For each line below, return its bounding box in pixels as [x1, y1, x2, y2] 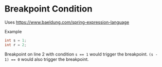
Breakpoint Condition [4, 3, 93, 14]
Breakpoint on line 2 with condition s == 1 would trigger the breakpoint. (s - [4, 51, 158, 57]
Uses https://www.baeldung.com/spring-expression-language [4, 19, 129, 25]
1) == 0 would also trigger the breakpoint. [4, 56, 89, 62]
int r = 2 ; [4, 42, 27, 47]
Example [4, 28, 22, 34]
